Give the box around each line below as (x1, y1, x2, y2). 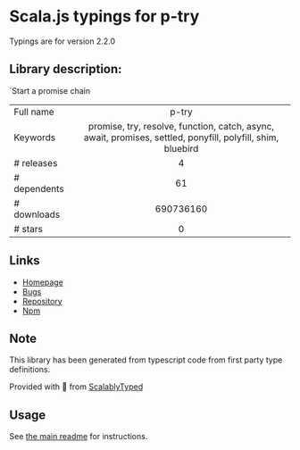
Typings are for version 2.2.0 (9, 36, 116, 46)
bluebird (163, 142, 199, 154)
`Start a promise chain (9, 85, 91, 96)
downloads (13, 208, 61, 221)
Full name (13, 105, 55, 118)
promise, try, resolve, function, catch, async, (87, 120, 275, 132)
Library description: (9, 62, 122, 77)
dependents (13, 182, 64, 195)
